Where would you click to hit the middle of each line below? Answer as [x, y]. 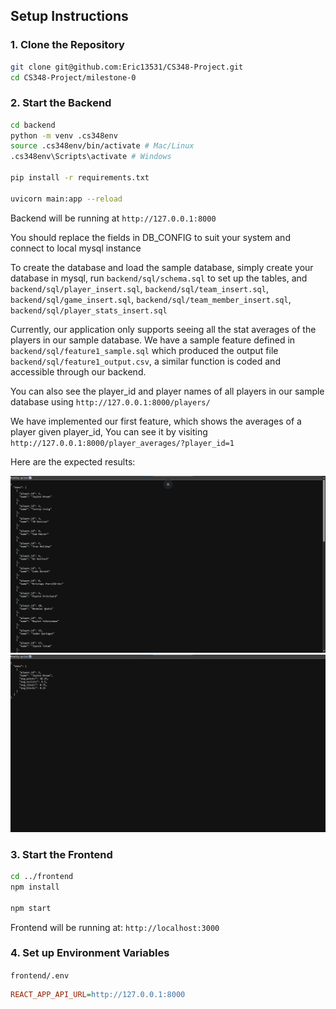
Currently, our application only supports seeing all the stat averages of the [163, 329]
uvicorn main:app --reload [66, 199]
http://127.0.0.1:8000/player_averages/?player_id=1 [122, 443]
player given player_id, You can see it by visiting [109, 431]
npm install [35, 887]
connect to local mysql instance [76, 248]
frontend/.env [40, 975]
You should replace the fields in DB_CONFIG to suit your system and [150, 237]
